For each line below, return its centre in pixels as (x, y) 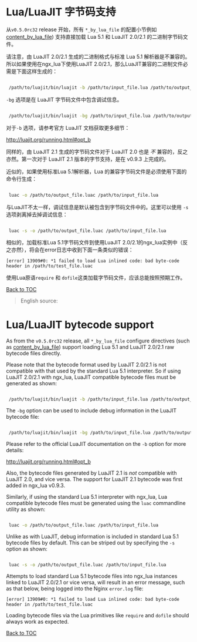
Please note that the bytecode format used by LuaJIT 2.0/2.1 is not (86, 365)
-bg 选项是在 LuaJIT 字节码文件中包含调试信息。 (64, 99)
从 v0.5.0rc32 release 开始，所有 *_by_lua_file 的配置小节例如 (81, 29)
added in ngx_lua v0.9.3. (36, 486)
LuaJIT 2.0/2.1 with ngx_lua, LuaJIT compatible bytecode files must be (91, 377)
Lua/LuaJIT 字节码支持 (61, 12)
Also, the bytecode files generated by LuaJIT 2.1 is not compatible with (91, 473)
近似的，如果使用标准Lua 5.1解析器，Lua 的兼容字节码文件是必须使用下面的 (96, 172)
